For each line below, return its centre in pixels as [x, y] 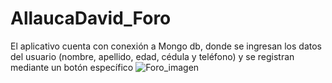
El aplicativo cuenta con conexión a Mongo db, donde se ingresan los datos [166, 46]
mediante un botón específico [72, 67]
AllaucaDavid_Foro [91, 18]
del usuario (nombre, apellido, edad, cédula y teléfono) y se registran [152, 56]
